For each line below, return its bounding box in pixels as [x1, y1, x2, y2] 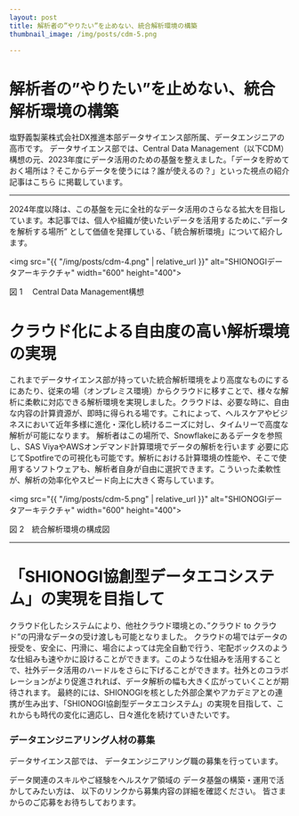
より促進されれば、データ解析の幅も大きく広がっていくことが [55, 676, 282, 687]
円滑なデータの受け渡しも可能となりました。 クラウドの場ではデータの [28, 631, 287, 642]
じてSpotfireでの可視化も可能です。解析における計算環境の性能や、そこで [9, 452, 279, 464]
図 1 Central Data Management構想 [9, 286, 145, 297]
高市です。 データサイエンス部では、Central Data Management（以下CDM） [9, 144, 289, 154]
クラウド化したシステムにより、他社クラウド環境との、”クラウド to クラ [9, 621, 270, 631]
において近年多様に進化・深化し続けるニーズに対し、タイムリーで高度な [24, 419, 289, 430]
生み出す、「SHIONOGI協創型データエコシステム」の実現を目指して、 [24, 698, 277, 709]
